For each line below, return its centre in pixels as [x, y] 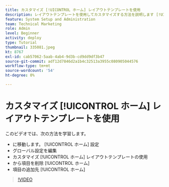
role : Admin [18, 29]
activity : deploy [23, 38]
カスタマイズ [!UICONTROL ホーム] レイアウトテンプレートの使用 [80, 157]
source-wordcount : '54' [30, 71]
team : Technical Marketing [33, 24]
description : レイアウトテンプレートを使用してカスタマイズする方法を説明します [80, 15]
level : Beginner [22, 33]
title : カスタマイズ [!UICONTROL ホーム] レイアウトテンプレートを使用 [73, 10]
